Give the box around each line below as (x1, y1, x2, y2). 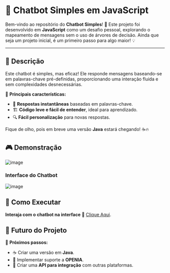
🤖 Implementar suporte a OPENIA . (12, 257, 84, 263)
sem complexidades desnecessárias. (5, 81, 82, 87)
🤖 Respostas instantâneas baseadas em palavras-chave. (12, 101, 133, 107)
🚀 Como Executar (5, 198, 61, 207)
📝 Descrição (5, 57, 45, 66)
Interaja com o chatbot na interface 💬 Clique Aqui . (5, 211, 111, 217)
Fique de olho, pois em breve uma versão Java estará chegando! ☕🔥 (5, 126, 149, 132)
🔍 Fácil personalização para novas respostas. (12, 114, 110, 120)
